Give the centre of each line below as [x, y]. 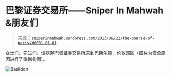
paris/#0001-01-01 [37, 43]
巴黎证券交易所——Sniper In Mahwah [84, 10]
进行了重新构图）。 [28, 59]
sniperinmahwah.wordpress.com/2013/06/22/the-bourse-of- [93, 38]
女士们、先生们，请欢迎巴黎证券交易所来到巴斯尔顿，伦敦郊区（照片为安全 [83, 53]
